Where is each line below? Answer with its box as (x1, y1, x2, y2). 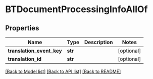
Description (84, 39, 113, 46)
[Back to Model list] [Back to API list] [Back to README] (5, 68, 121, 74)
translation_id (8, 56, 42, 62)
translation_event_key (8, 47, 62, 54)
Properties (5, 24, 39, 32)
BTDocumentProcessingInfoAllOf (5, 4, 148, 15)
